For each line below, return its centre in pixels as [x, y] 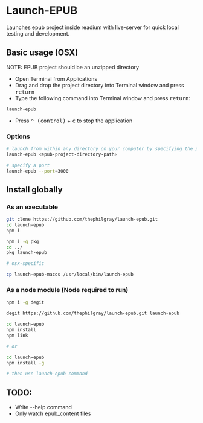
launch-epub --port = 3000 [37, 171]
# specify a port [28, 165]
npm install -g [25, 363]
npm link [17, 336]
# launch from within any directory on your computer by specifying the [100, 148]
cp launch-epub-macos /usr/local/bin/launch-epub [70, 275]
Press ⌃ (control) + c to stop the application [74, 121]
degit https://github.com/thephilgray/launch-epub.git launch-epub [93, 313]
